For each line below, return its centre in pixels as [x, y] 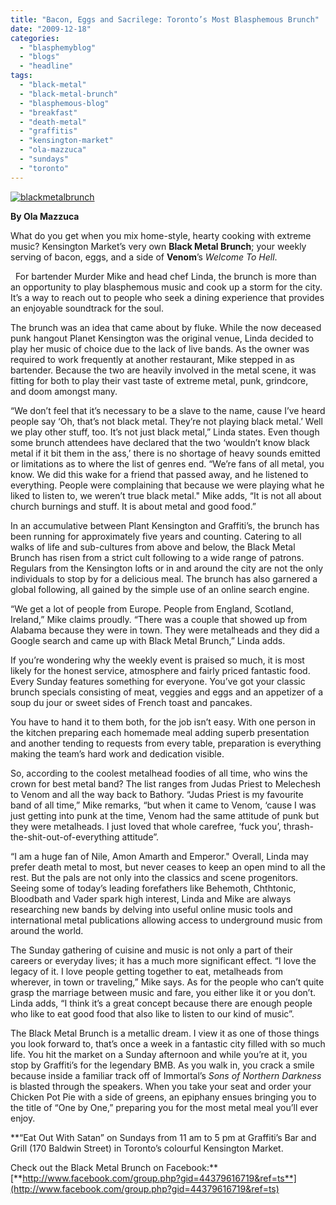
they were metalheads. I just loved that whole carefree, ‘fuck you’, [146, 826]
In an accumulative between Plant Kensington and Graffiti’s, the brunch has [165, 525]
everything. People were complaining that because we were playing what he [167, 485]
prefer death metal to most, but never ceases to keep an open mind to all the [168, 867]
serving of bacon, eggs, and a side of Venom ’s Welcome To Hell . [144, 257]
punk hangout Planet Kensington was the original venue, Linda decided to [162, 338]
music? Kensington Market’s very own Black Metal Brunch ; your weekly [158, 246]
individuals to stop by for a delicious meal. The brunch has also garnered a [164, 578]
